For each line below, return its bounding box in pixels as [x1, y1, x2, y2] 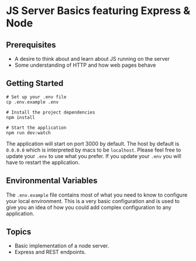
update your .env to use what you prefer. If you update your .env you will [6, 152, 181, 159]
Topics [6, 227, 32, 237]
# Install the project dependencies [6, 109, 95, 115]
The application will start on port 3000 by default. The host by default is [6, 140, 180, 147]
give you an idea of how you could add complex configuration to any [6, 204, 171, 211]
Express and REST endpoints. [14, 249, 86, 256]
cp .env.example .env [6, 99, 59, 105]
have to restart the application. [6, 159, 80, 166]
